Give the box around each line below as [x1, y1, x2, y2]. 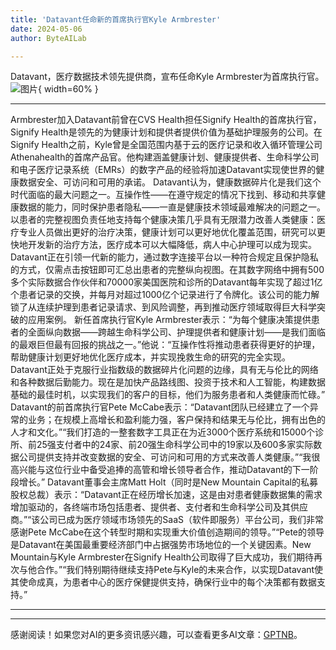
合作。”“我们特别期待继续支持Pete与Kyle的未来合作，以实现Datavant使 [36, 564, 324, 576]
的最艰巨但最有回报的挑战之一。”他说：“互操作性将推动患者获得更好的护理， [10, 339, 321, 351]
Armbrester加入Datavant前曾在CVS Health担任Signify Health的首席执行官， [10, 114, 322, 126]
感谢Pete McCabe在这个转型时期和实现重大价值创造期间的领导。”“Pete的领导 [10, 526, 325, 538]
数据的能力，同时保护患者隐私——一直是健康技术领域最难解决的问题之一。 [18, 201, 326, 213]
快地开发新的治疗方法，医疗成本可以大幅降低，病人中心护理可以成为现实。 [10, 239, 317, 251]
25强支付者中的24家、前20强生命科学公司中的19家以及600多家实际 [36, 439, 314, 451]
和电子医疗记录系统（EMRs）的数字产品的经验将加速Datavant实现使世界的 [10, 164, 317, 176]
